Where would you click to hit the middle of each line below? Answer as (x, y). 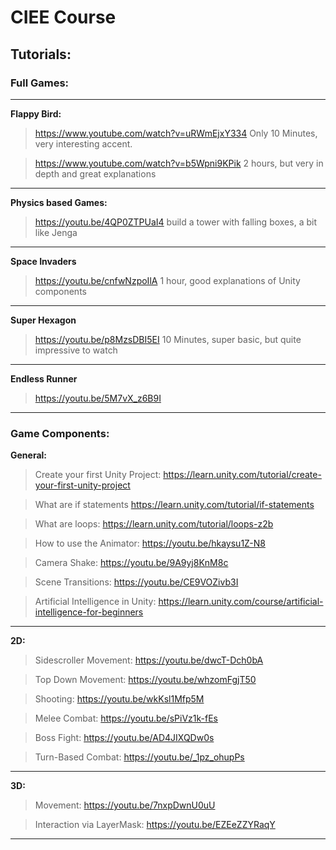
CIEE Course (63, 17)
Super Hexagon (43, 320)
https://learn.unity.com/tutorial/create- (242, 475)
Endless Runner (44, 378)
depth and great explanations (95, 173)
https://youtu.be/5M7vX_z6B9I (98, 398)
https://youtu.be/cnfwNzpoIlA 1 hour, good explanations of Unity (167, 280)
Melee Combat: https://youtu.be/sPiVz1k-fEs (126, 718)
